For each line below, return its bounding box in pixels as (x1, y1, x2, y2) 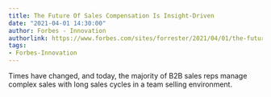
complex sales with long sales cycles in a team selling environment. (8, 79, 232, 89)
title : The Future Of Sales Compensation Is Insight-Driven (8, 11, 215, 20)
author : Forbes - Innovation (8, 26, 106, 34)
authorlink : (8, 34, 48, 42)
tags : (8, 42, 27, 50)
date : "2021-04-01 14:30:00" (8, 19, 106, 27)
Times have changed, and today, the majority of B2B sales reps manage (8, 71, 248, 80)
